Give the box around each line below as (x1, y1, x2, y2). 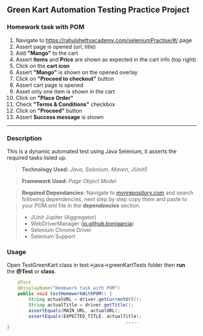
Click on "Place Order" (15, 94, 74, 101)
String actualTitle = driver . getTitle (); (28, 302, 134, 308)
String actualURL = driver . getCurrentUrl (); (28, 296, 142, 302)
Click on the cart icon (15, 62, 70, 69)
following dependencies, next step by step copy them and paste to (21, 195, 187, 202)
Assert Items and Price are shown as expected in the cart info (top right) (15, 55, 196, 63)
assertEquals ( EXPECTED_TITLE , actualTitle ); (28, 313, 142, 319)
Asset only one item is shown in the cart (15, 87, 115, 95)
